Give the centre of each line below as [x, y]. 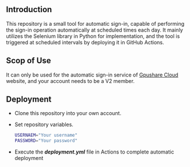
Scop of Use [29, 61]
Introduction [29, 10]
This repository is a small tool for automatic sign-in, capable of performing [95, 23]
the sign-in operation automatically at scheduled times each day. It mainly [95, 30]
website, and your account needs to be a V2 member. [71, 81]
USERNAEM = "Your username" [46, 135]
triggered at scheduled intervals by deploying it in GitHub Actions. [85, 42]
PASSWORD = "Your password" [46, 141]
